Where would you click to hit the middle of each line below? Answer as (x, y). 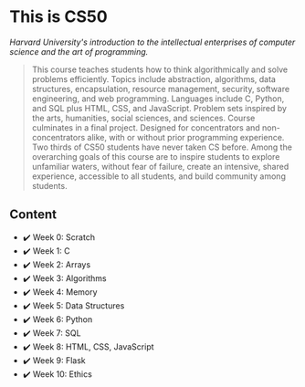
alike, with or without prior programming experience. (186, 137)
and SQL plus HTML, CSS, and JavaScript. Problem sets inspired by (159, 108)
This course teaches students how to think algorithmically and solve (160, 69)
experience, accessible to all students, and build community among (158, 176)
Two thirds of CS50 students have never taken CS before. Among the (162, 147)
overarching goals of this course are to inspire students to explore (156, 156)
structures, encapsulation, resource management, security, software (161, 89)
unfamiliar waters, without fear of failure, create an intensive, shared (160, 166)
